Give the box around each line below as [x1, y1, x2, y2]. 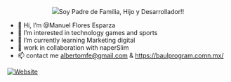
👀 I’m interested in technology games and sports [17, 29, 158, 36]
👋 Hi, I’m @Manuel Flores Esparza [17, 21, 116, 29]
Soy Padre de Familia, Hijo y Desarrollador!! [58, 8, 185, 15]
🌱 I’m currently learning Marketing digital [17, 36, 136, 44]
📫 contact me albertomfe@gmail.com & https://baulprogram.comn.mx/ [17, 51, 224, 60]
